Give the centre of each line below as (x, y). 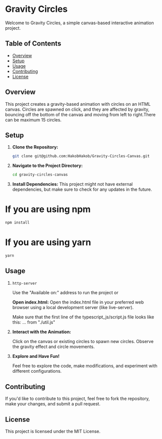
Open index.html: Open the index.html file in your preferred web (78, 302)
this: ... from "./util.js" (34, 322)
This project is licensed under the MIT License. (53, 432)
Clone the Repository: (35, 147)
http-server (24, 283)
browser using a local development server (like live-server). (73, 307)
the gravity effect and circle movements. (53, 347)
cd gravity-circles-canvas (40, 175)
